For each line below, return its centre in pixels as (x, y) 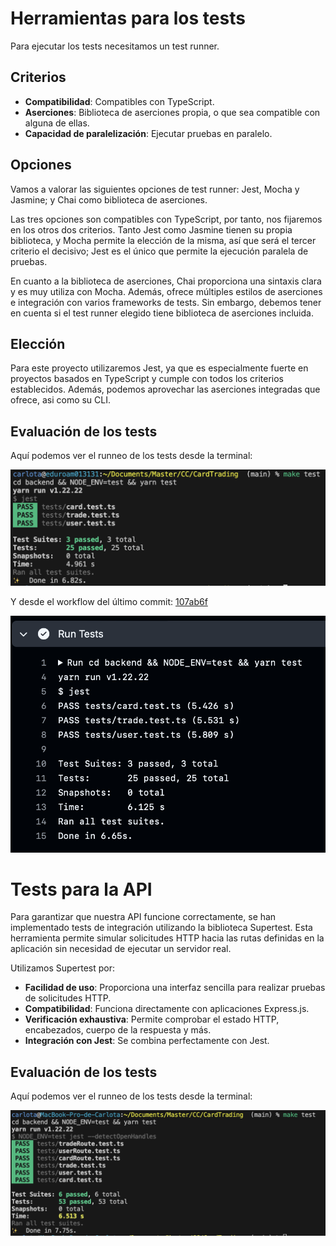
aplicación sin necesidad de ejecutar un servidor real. (121, 949)
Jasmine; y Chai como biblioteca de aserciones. (109, 199)
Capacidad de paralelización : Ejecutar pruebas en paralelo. (148, 133)
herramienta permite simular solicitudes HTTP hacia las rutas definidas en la (167, 938)
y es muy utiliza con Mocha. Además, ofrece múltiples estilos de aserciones (166, 291)
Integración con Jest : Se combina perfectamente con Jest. (147, 1041)
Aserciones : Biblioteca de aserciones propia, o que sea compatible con (172, 112)
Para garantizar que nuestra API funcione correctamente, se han (143, 917)
